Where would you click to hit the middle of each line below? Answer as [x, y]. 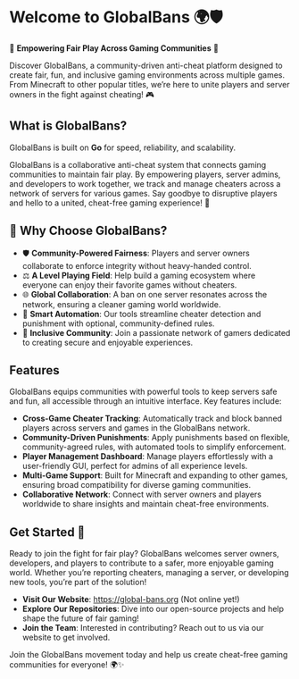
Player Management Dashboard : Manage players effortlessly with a [148, 457]
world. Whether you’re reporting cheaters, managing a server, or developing [149, 573]
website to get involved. [66, 637]
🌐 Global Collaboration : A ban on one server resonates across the [145, 294]
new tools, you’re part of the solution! [78, 583]
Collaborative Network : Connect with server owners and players [141, 495]
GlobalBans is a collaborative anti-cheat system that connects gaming [138, 164]
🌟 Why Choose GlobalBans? [88, 231]
